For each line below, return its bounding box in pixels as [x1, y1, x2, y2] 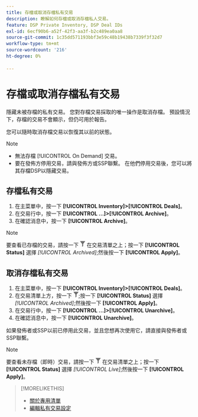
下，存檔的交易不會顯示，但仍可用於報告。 [6, 115, 110, 122]
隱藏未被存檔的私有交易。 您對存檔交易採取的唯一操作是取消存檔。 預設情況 [6, 108, 190, 115]
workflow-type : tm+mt [6, 41, 60, 47]
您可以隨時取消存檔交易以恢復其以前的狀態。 [6, 128, 115, 135]
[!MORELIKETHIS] [20, 385, 64, 392]
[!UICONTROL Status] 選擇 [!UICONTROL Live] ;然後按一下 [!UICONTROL [6, 366, 184, 373]
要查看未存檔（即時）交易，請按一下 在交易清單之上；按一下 [6, 358, 160, 366]
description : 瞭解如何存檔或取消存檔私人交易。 [6, 15, 111, 22]
